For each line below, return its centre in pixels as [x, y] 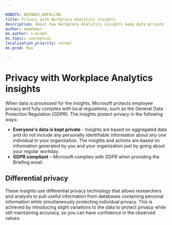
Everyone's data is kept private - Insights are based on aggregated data [90, 129]
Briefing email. [28, 162]
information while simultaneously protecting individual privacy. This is [79, 201]
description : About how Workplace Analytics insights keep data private [85, 24]
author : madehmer [24, 29]
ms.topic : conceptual [28, 39]
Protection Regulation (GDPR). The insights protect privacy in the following [84, 114]
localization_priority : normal [39, 43]
